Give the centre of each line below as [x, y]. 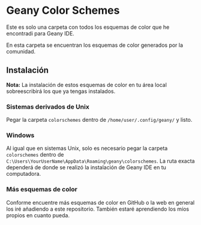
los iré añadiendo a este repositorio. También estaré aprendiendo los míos [98, 209]
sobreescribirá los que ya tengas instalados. [61, 91]
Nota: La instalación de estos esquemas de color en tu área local [86, 85]
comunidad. [21, 51]
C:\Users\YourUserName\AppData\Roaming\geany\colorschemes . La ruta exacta [100, 161]
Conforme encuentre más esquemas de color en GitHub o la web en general [100, 202]
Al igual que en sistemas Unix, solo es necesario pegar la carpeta [87, 148]
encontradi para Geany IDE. [40, 33]
